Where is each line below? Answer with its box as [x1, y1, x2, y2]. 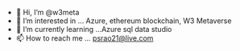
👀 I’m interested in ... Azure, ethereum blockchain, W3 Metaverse [15, 16, 232, 25]
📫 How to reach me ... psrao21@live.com [15, 33, 154, 43]
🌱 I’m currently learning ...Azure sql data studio [15, 25, 172, 33]
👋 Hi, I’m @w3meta [15, 8, 80, 17]
